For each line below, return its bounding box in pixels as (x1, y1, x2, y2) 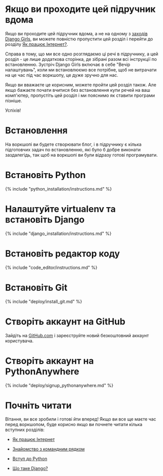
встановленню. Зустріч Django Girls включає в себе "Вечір (5, 61, 131, 67)
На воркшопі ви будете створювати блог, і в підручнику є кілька (5, 141, 142, 147)
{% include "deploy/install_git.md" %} (5, 298, 82, 304)
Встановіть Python (5, 170, 86, 181)
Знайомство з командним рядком (12, 446, 85, 452)
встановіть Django (5, 214, 85, 225)
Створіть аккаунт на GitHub (5, 316, 126, 327)
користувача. (5, 338, 34, 344)
